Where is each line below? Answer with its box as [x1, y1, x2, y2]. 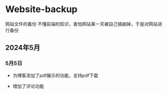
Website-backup [5, 4, 78, 15]
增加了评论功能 [12, 83, 44, 89]
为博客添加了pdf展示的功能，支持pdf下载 [12, 72, 98, 78]
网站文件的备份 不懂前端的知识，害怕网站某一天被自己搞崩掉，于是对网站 [5, 21, 158, 27]
